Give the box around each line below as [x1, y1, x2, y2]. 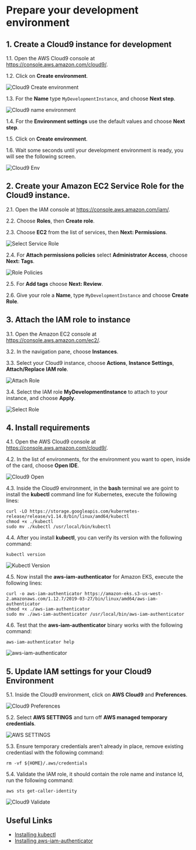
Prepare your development [6, 4, 139, 17]
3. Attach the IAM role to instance [6, 315, 130, 325]
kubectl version [6, 552, 46, 558]
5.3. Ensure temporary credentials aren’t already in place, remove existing [6, 743, 184, 750]
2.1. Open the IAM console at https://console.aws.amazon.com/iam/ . [6, 206, 171, 213]
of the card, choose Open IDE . [6, 462, 80, 469]
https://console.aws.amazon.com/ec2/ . [6, 336, 101, 343]
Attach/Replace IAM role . [6, 366, 68, 373]
